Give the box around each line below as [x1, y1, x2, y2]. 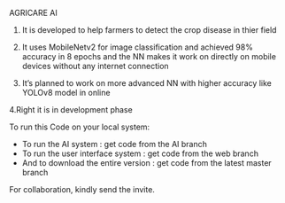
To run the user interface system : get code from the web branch [21, 148, 259, 159]
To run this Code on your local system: [9, 121, 150, 132]
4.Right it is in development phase [9, 105, 133, 114]
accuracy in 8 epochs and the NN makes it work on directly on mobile [21, 51, 277, 61]
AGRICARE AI [9, 8, 58, 18]
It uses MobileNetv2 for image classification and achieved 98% [21, 42, 254, 52]
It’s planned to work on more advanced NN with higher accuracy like [21, 78, 272, 88]
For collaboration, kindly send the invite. [9, 184, 155, 194]
